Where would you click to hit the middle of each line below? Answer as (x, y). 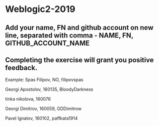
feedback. (21, 67)
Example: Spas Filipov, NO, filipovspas (44, 80)
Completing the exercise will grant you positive (79, 60)
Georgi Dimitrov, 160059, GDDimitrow (43, 109)
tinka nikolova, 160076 (28, 99)
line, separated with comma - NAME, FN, (69, 35)
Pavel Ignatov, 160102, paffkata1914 (41, 119)
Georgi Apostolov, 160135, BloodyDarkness (49, 89)
